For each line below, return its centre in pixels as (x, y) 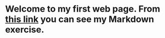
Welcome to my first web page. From (83, 9)
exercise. (25, 30)
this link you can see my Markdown (80, 19)
